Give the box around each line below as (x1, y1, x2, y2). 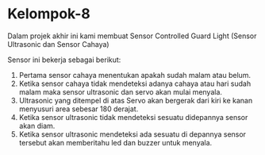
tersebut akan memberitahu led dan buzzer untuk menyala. (18, 138, 213, 147)
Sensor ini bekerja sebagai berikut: (7, 55, 121, 64)
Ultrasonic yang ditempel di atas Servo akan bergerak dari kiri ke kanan (18, 95, 253, 105)
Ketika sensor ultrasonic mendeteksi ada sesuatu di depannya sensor (18, 129, 247, 139)
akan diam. (18, 121, 56, 130)
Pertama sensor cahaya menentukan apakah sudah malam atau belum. (18, 70, 252, 79)
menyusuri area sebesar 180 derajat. (18, 104, 139, 114)
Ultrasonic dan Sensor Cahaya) (7, 39, 109, 48)
